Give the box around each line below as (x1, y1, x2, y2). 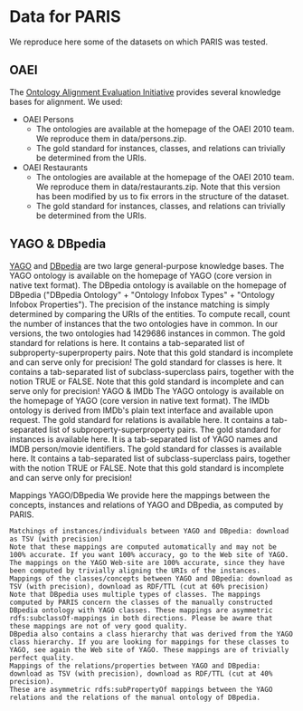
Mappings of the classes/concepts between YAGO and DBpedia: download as (9, 573, 294, 583)
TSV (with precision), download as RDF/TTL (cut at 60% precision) (9, 581, 270, 591)
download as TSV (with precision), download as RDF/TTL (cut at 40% (9, 668, 273, 678)
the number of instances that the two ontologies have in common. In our (9, 318, 279, 329)
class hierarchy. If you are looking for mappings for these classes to (9, 637, 289, 647)
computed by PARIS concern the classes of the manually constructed (9, 598, 273, 607)
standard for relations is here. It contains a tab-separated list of (9, 337, 245, 348)
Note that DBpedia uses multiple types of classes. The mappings (9, 590, 260, 599)
